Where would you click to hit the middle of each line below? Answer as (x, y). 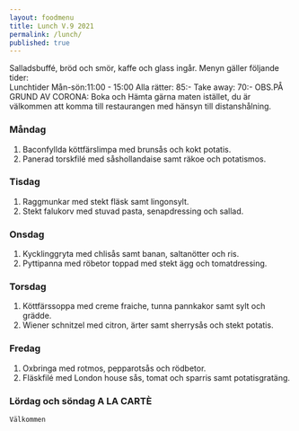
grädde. (37, 316)
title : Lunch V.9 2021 (52, 26)
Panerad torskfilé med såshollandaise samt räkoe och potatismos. (144, 159)
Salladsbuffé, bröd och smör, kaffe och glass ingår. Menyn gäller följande (145, 68)
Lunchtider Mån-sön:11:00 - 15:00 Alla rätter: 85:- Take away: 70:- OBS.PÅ (146, 87)
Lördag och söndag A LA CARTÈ (81, 400)
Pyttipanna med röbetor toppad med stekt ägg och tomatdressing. (145, 264)
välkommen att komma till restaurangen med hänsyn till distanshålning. (141, 106)
